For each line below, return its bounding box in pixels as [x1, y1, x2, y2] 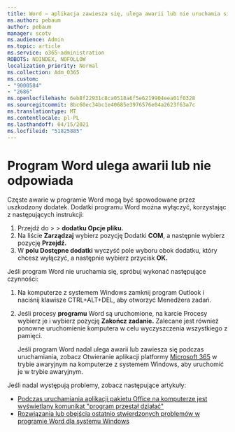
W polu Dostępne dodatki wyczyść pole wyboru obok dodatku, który [17, 246, 218, 255]
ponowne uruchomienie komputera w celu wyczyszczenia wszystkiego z [17, 324, 228, 333]
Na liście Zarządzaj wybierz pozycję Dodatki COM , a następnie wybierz [17, 232, 225, 240]
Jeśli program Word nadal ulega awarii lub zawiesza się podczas [17, 345, 204, 354]
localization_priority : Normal [7, 62, 99, 69]
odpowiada [7, 172, 73, 188]
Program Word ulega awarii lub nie [7, 158, 211, 174]
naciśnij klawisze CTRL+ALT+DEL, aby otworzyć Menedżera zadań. [17, 295, 212, 305]
